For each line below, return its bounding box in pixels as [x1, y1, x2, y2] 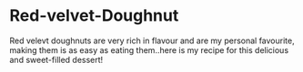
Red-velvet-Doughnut [9, 5, 179, 26]
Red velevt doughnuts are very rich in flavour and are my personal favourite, [9, 35, 295, 46]
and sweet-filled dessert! [9, 54, 104, 65]
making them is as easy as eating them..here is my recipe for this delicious [9, 44, 289, 55]
